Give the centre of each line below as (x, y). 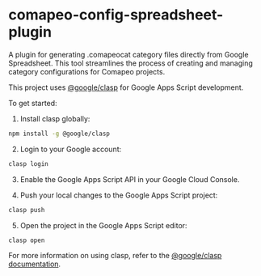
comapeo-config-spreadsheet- (116, 15)
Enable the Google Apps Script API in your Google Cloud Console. (130, 179)
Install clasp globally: (55, 118)
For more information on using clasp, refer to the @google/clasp (115, 256)
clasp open (27, 240)
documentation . (35, 264)
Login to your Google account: (71, 149)
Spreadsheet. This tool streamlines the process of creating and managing (130, 63)
